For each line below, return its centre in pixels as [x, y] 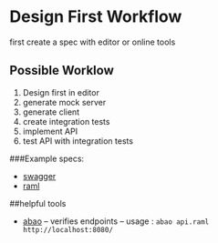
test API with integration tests [78, 141]
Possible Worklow [62, 71]
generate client [51, 112]
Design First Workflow [96, 17]
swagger [39, 176]
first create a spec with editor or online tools [93, 42]
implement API [50, 131]
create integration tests [66, 121]
